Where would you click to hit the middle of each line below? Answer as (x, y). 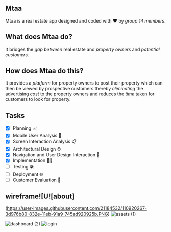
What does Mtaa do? (39, 37)
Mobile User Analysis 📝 (37, 136)
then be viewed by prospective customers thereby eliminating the (74, 89)
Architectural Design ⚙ (37, 149)
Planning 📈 (25, 128)
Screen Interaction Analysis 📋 (44, 142)
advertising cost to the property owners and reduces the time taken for (80, 94)
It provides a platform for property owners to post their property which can (84, 83)
